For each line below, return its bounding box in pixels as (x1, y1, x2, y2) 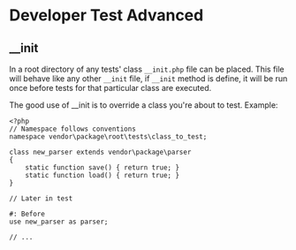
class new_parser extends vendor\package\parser (9, 148, 192, 156)
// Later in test (9, 194, 73, 203)
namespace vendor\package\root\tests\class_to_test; (9, 133, 208, 141)
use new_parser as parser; (9, 217, 109, 226)
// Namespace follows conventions (9, 125, 137, 133)
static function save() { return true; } (25, 163, 179, 172)
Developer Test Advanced (9, 5, 204, 26)
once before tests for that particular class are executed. (9, 83, 212, 93)
